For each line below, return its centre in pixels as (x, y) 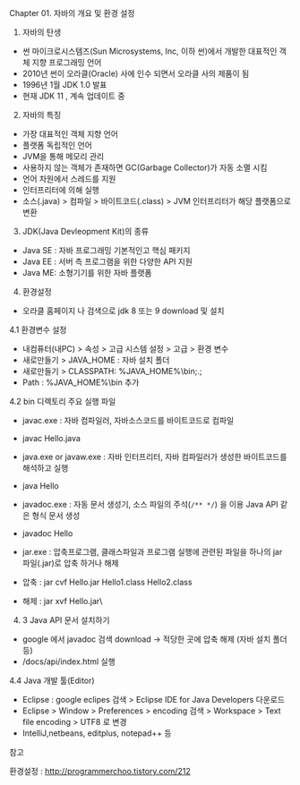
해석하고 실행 (45, 468)
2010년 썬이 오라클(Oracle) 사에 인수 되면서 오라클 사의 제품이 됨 (136, 73)
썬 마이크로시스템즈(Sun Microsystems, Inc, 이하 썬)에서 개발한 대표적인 (150, 51)
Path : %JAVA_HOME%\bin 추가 (81, 382)
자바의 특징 (42, 115)
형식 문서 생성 (56, 516)
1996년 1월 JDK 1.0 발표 (64, 85)
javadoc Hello (47, 533)
